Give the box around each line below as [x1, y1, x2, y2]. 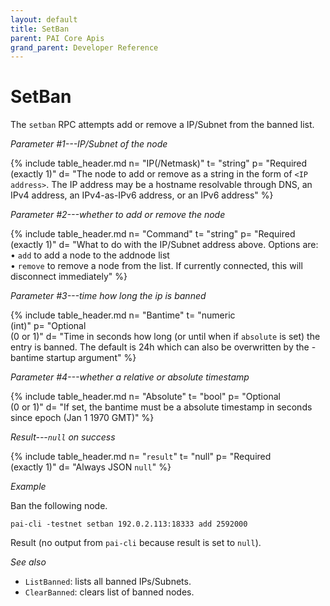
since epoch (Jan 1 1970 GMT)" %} [10, 412, 155, 424]
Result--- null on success [10, 431, 116, 443]
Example [10, 481, 47, 493]
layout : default [10, 14, 78, 25]
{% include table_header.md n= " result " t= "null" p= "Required [10, 451, 272, 463]
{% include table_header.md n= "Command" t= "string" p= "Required [10, 228, 296, 240]
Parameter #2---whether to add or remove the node [10, 209, 226, 221]
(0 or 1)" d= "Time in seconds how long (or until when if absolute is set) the [10, 331, 321, 343]
